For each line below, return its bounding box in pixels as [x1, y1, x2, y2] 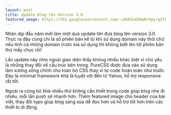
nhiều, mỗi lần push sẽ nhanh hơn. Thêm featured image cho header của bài [5, 93, 165, 99]
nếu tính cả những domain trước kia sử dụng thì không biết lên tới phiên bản [5, 42, 164, 48]
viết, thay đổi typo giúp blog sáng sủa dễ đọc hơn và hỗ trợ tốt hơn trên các [5, 99, 164, 105]
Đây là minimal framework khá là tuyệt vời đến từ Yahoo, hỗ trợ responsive [5, 73, 161, 79]
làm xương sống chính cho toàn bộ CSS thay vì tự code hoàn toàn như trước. [5, 67, 166, 73]
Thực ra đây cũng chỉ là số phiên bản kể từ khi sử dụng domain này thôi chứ [5, 36, 164, 42]
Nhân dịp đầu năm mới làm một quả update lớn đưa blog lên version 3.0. [5, 31, 156, 37]
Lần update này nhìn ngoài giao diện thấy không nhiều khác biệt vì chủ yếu [5, 57, 162, 63]
